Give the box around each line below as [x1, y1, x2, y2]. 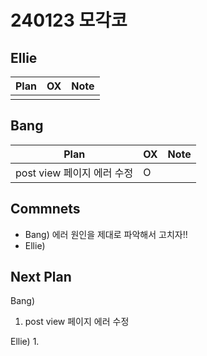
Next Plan [10, 269, 72, 286]
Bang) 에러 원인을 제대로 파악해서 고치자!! [24, 228, 188, 240]
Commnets [10, 201, 81, 218]
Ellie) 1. [10, 336, 40, 348]
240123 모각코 [10, 9, 128, 32]
